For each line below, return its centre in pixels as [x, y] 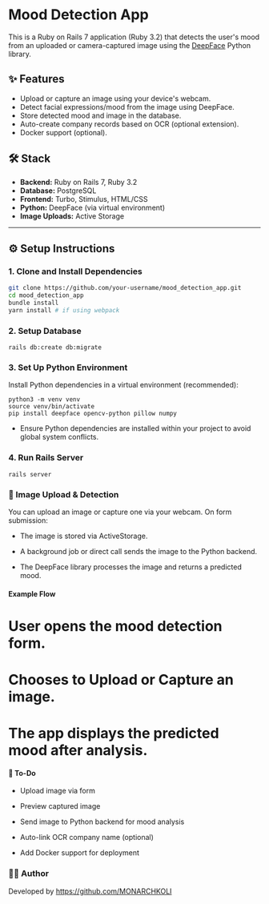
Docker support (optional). [64, 132]
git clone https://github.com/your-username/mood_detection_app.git [125, 288]
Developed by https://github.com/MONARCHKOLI [90, 891]
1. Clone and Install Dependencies [75, 271]
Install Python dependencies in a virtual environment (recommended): [123, 385]
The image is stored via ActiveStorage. [84, 536]
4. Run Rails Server [46, 458]
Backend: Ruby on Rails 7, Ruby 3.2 [78, 182]
